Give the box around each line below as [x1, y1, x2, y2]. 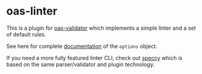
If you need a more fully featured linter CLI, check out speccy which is [6, 54, 183, 61]
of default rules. [6, 30, 46, 38]
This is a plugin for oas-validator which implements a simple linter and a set [6, 24, 197, 32]
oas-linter [6, 4, 58, 18]
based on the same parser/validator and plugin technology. [6, 61, 155, 68]
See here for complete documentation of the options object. [6, 42, 157, 50]
